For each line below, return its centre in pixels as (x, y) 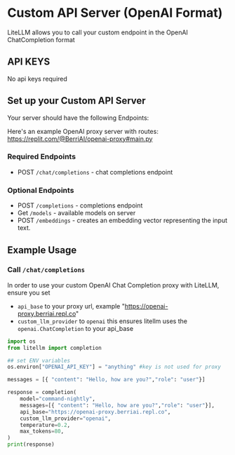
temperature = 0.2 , (45, 425)
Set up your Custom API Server (76, 101)
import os (22, 341)
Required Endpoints (41, 157)
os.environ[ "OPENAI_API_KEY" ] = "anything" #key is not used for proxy (114, 367)
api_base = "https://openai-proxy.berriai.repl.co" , (95, 412)
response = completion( (42, 393)
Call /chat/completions (46, 270)
